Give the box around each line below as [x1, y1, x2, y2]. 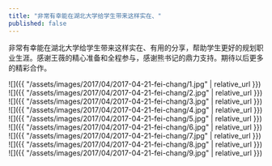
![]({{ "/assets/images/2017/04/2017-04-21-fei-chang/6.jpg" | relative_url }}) [8, 122, 263, 132]
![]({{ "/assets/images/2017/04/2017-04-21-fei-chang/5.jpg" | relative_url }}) [8, 113, 263, 123]
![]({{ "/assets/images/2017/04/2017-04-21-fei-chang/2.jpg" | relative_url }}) [8, 87, 263, 97]
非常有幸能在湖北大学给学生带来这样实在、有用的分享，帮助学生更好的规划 [8, 42, 257, 53]
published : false [8, 19, 67, 28]
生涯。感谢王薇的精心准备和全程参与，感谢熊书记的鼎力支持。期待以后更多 [15, 53, 264, 62]
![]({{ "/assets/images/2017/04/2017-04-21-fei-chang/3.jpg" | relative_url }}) [8, 96, 263, 106]
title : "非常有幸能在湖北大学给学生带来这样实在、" [8, 11, 162, 20]
